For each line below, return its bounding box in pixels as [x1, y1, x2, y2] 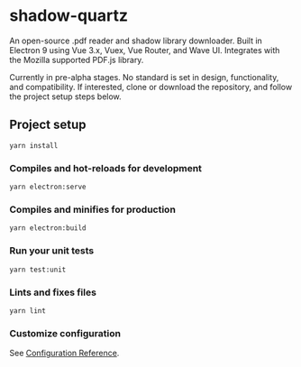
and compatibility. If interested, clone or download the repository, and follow [9, 81, 293, 92]
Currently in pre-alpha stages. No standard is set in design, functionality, [9, 71, 279, 82]
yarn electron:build [9, 224, 87, 233]
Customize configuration [9, 326, 122, 339]
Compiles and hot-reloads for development [9, 161, 203, 174]
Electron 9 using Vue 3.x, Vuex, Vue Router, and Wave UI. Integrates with [9, 44, 280, 55]
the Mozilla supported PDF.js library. [9, 54, 144, 65]
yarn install [9, 141, 59, 150]
